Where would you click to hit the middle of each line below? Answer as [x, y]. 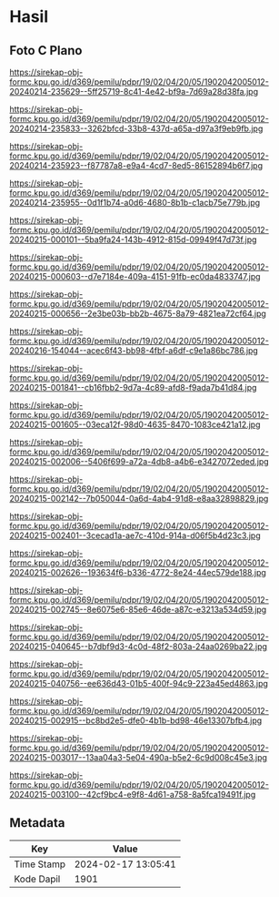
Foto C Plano [46, 51]
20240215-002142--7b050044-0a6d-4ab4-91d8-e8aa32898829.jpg [139, 499]
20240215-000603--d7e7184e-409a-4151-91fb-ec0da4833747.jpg [135, 276]
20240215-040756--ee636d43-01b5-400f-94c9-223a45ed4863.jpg [139, 683]
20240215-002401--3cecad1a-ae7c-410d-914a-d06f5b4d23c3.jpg [135, 535]
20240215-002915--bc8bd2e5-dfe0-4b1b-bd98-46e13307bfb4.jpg [136, 720]
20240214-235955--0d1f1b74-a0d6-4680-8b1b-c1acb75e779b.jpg [135, 203]
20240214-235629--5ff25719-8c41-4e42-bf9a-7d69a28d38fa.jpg [134, 92]
